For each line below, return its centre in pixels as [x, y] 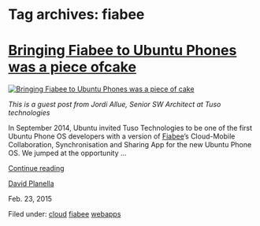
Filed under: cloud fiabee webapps [65, 214]
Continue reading [36, 169]
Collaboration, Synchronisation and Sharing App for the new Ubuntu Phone [130, 145]
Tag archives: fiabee [76, 15]
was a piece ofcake [72, 67]
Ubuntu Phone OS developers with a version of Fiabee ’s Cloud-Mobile [122, 136]
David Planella [31, 183]
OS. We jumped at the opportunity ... [68, 153]
